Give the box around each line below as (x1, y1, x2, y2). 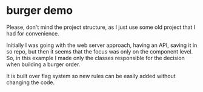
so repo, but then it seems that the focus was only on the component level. (6, 48, 193, 55)
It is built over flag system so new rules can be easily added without (6, 72, 176, 79)
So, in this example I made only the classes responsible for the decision (6, 54, 185, 61)
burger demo (6, 4, 73, 17)
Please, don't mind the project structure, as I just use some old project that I (6, 23, 196, 31)
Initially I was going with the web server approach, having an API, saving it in (6, 41, 198, 49)
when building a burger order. (6, 61, 81, 68)
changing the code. (6, 79, 55, 86)
